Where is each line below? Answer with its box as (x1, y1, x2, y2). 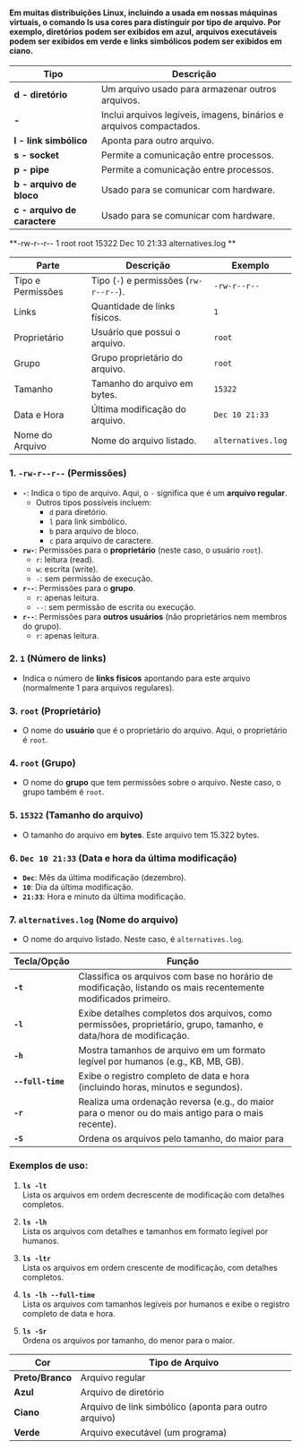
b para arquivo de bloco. (48, 525, 139, 536)
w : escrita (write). (35, 563, 99, 574)
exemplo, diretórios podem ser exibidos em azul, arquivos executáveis (9, 26, 278, 37)
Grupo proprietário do (90, 352, 184, 365)
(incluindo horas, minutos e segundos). (78, 1081, 244, 1094)
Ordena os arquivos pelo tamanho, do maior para (78, 1133, 285, 1145)
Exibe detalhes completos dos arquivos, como (78, 1008, 272, 1020)
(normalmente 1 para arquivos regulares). (21, 682, 175, 693)
